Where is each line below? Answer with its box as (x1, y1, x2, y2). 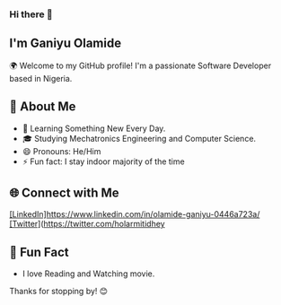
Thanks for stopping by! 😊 (9, 286, 109, 297)
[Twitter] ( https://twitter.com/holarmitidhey (9, 219, 165, 230)
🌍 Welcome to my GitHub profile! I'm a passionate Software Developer (9, 60, 272, 71)
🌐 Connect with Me (9, 185, 119, 200)
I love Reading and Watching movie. (22, 268, 155, 279)
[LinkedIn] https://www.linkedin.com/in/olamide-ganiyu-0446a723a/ (9, 209, 260, 220)
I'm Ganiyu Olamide (9, 36, 122, 51)
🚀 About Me (9, 99, 76, 115)
